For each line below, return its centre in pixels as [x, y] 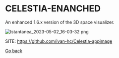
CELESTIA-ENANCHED [53, 9]
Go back [14, 51]
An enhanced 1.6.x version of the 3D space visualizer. [60, 22]
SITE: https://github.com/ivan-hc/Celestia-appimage [59, 41]
